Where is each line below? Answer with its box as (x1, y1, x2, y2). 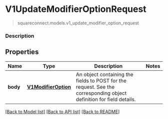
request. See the (75, 83, 115, 90)
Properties (5, 48, 39, 56)
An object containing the (75, 71, 133, 78)
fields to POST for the (75, 77, 126, 84)
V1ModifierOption (26, 83, 71, 90)
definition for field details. (75, 96, 136, 103)
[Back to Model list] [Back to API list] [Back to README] (5, 109, 120, 115)
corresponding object (75, 90, 126, 97)
